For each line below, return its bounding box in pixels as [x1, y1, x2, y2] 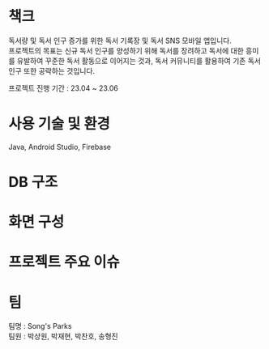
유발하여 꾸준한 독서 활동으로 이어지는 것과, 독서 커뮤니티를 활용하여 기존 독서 [16, 56, 262, 66]
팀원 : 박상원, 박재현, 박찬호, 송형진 [8, 331, 119, 341]
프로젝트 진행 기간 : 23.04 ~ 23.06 [8, 83, 119, 93]
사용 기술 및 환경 [8, 115, 111, 134]
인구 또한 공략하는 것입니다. [8, 66, 96, 75]
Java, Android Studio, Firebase [8, 142, 112, 151]
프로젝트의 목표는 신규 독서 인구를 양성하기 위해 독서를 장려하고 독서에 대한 [8, 45, 245, 55]
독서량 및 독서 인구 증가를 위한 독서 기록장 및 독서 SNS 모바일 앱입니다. [8, 36, 233, 45]
